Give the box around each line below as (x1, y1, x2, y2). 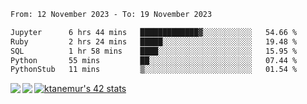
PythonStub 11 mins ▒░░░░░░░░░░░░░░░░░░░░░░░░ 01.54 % (10, 65, 298, 75)
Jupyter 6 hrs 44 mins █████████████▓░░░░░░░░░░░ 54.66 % (10, 27, 298, 37)
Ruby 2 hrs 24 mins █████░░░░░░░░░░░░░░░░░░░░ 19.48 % (10, 36, 298, 47)
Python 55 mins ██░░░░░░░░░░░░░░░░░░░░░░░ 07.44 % (10, 55, 298, 65)
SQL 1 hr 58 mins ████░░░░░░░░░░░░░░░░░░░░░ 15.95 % (10, 46, 298, 56)
